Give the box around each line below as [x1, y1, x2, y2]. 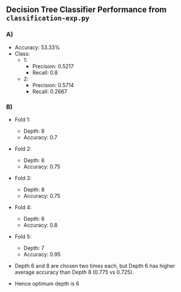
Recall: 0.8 [32, 69, 58, 76]
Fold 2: [14, 145, 32, 152]
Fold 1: [14, 115, 31, 123]
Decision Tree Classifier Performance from [6, 5, 167, 15]
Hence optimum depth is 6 [14, 280, 80, 287]
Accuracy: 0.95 [23, 251, 61, 258]
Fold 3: [14, 174, 32, 181]
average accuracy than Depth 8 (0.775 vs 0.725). [14, 268, 134, 275]
